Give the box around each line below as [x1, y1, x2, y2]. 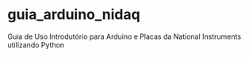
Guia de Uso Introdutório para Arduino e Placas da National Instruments [7, 32, 242, 41]
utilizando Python [7, 40, 65, 49]
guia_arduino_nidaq [7, 6, 140, 24]
